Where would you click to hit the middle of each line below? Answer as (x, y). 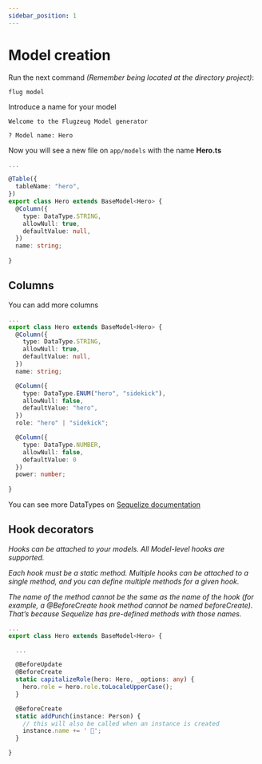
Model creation (60, 55)
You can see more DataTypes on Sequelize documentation (105, 505)
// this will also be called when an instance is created (121, 723)
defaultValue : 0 (50, 460)
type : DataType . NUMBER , (62, 445)
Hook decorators (51, 530)
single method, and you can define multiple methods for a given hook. (124, 581)
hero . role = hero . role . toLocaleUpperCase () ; (98, 687)
